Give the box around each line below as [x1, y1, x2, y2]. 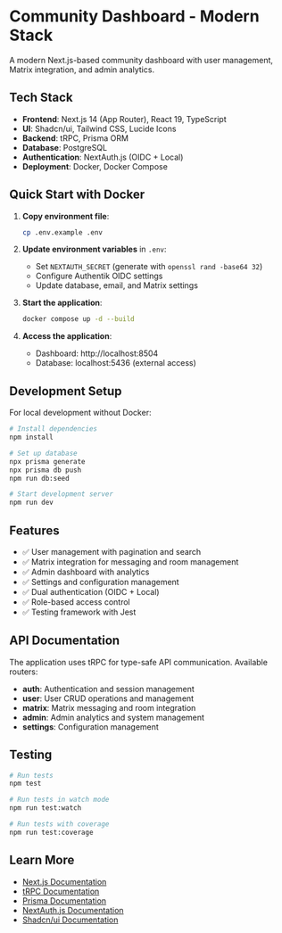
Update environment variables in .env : [21, 244, 167, 255]
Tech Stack [9, 90, 73, 105]
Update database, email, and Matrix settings [35, 280, 199, 291]
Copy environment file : [21, 211, 110, 221]
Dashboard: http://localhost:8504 [35, 348, 159, 359]
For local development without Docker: [9, 408, 152, 418]
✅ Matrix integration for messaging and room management [21, 556, 239, 567]
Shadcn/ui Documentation [21, 914, 119, 925]
